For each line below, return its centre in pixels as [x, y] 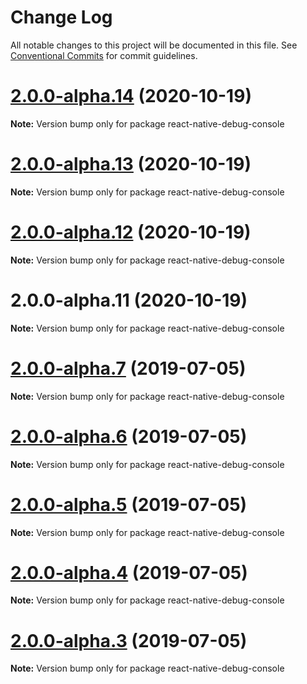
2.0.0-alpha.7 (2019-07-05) [128, 368]
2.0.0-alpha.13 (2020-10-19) [131, 164]
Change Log [61, 17]
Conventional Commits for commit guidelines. [104, 55]
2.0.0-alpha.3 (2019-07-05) [129, 640]
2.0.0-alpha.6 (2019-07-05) [129, 436]
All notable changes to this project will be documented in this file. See [154, 45]
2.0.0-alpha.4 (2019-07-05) [129, 572]
